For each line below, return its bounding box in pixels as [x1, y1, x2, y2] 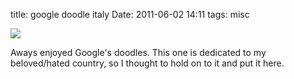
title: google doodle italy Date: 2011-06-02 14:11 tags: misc [10, 9, 250, 20]
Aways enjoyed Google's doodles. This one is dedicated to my [10, 47, 267, 58]
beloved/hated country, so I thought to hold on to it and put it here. [10, 57, 285, 69]
